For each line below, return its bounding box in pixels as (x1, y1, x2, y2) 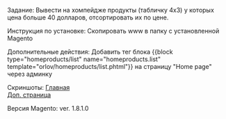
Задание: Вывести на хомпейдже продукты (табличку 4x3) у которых (7, 6, 214, 14)
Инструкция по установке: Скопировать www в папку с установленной (7, 27, 220, 35)
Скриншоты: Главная (7, 84, 70, 91)
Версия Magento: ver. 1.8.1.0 (7, 104, 89, 112)
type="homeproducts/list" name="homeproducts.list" (7, 55, 161, 63)
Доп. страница (7, 90, 51, 99)
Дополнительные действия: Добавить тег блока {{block (7, 48, 173, 56)
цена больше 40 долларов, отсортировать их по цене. (7, 13, 169, 22)
